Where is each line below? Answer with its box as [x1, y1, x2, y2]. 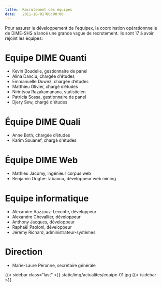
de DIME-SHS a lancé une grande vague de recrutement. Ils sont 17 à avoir [5, 30, 154, 36]
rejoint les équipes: [5, 35, 43, 41]
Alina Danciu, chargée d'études [12, 73, 75, 79]
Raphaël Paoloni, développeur [12, 224, 72, 230]
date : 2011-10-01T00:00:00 [5, 12, 64, 17]
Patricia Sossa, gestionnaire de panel [12, 94, 86, 100]
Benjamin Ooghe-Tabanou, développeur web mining [12, 176, 116, 182]
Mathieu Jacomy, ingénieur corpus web [12, 170, 91, 176]
